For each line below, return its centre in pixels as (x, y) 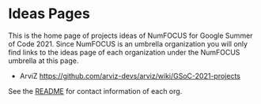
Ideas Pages (49, 14)
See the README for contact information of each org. (95, 91)
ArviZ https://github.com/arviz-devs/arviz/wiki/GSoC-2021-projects (130, 76)
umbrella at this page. (43, 61)
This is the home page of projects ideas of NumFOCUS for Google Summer (130, 35)
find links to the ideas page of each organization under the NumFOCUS (124, 52)
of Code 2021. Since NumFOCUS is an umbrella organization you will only (128, 43)
